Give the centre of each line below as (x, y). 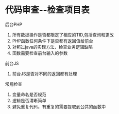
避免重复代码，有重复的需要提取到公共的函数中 (59, 106)
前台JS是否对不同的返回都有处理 (44, 74)
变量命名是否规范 (29, 94)
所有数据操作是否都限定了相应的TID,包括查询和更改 (63, 35)
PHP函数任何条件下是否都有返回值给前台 (53, 41)
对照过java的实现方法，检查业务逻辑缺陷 (52, 47)
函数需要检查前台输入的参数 (40, 53)
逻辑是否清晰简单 (29, 100)
